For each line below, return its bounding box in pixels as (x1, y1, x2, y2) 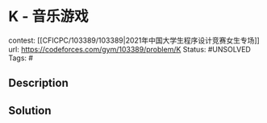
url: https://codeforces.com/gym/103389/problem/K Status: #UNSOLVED (8, 44, 252, 54)
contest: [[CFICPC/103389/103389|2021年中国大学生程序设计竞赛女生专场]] (8, 35, 260, 45)
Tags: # (8, 53, 34, 63)
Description (8, 76, 69, 90)
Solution (8, 104, 52, 117)
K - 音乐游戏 (8, 7, 89, 26)
